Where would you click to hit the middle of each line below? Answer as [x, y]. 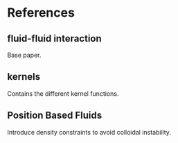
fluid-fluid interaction [54, 39]
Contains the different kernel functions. [63, 93]
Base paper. [24, 55]
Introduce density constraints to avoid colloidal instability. [89, 132]
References [41, 13]
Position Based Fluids [55, 116]
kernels [24, 77]
